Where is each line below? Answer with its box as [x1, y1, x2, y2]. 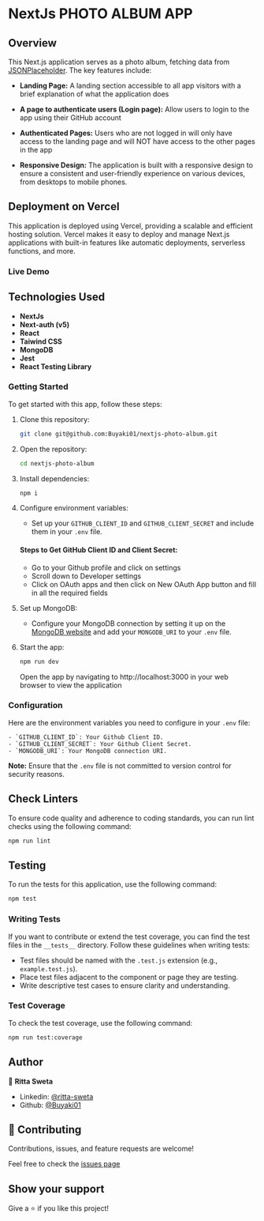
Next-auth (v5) [19, 319, 69, 329]
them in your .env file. [31, 527, 102, 537]
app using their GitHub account [19, 113, 122, 122]
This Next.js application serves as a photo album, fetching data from [8, 57, 230, 66]
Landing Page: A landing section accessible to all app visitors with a [19, 81, 242, 90]
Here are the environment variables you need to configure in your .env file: [8, 718, 251, 727]
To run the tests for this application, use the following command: [8, 880, 218, 889]
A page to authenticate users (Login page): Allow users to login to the [19, 104, 250, 114]
